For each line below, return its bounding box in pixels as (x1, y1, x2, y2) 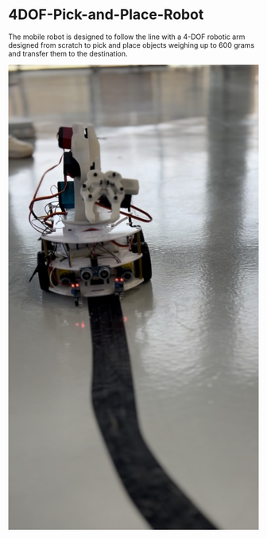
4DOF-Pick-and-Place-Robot (8, 6, 204, 24)
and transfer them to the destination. (8, 49, 129, 58)
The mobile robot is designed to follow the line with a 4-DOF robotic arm (8, 32, 246, 41)
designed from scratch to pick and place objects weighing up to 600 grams (8, 40, 255, 49)
